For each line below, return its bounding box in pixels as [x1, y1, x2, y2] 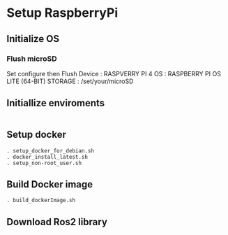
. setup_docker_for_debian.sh [6, 147, 95, 155]
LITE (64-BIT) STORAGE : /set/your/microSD [6, 77, 134, 85]
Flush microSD [6, 54, 57, 64]
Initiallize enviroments [6, 97, 105, 109]
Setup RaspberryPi [6, 5, 119, 21]
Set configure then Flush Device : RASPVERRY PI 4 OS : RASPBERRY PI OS [6, 69, 221, 78]
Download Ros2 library [6, 215, 107, 228]
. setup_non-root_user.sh [6, 159, 82, 166]
